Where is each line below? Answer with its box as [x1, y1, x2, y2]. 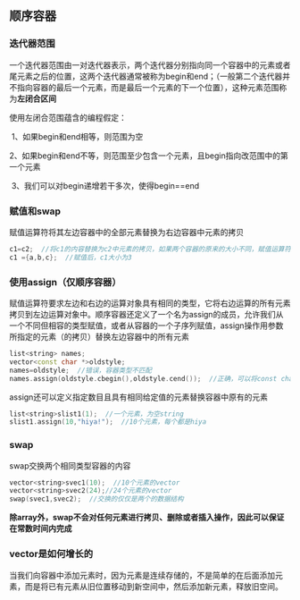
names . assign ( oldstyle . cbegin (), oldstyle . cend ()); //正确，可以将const [9, 374, 278, 383]
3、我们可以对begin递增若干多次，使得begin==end [11, 180, 200, 190]
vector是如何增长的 [9, 548, 94, 561]
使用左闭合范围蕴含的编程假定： [9, 112, 127, 123]
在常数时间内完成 [9, 523, 72, 534]
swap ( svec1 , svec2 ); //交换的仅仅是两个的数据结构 [9, 494, 185, 503]
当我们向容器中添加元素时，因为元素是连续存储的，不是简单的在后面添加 [9, 570, 275, 580]
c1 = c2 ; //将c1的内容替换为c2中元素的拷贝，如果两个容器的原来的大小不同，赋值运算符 [9, 244, 292, 253]
